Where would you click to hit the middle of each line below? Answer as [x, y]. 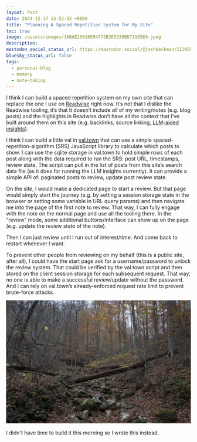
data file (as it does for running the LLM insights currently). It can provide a [97, 171]
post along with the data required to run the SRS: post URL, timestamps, [93, 159]
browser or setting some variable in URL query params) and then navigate [95, 201]
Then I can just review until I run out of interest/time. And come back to [92, 238]
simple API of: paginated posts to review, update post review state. [86, 177]
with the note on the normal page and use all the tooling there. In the [89, 214]
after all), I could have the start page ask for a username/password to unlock [98, 261]
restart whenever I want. [36, 244]
